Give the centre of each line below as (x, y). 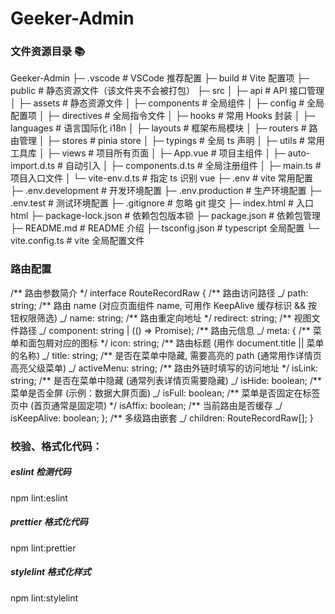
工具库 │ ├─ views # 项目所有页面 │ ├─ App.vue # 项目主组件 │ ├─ (148, 153)
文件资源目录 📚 (48, 52)
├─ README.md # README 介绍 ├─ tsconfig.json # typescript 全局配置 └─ (165, 228)
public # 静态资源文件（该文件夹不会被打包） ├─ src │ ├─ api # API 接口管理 (167, 91)
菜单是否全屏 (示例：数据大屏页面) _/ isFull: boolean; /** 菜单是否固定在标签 (165, 393)
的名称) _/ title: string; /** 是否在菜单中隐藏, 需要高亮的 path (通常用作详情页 (166, 355)
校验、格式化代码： (56, 446)
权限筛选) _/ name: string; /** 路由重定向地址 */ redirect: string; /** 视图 (165, 318)
